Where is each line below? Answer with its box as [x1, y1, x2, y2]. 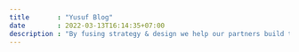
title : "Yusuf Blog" [9, 12, 114, 22]
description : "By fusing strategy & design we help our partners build [9, 29, 285, 38]
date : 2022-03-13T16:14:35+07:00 [9, 21, 166, 30]
